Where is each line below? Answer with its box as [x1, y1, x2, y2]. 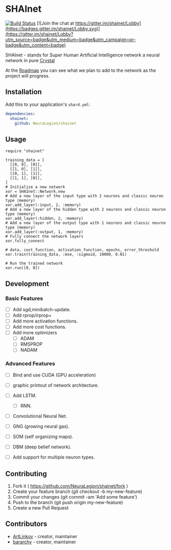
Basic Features [5, 295, 44, 302]
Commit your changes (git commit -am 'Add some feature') [12, 494, 137, 500]
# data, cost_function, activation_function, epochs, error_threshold [5, 248, 159, 253]
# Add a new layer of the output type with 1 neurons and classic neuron [5, 220, 166, 226]
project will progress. [5, 72, 50, 79]
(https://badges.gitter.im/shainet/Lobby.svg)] [5, 25, 100, 31]
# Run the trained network [5, 261, 63, 266]
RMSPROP [20, 341, 42, 347]
